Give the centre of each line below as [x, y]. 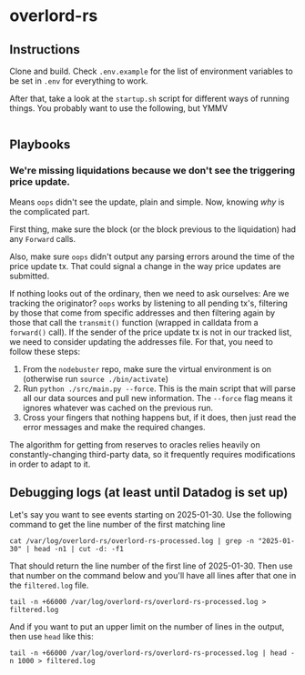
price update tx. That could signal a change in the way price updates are [145, 266]
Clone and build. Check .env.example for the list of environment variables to [151, 71]
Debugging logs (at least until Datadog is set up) [149, 493]
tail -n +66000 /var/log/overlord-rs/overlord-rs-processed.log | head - [152, 653]
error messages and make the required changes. [114, 427]
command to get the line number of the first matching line [117, 524]
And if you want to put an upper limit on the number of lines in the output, [147, 626]
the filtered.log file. [49, 585]
